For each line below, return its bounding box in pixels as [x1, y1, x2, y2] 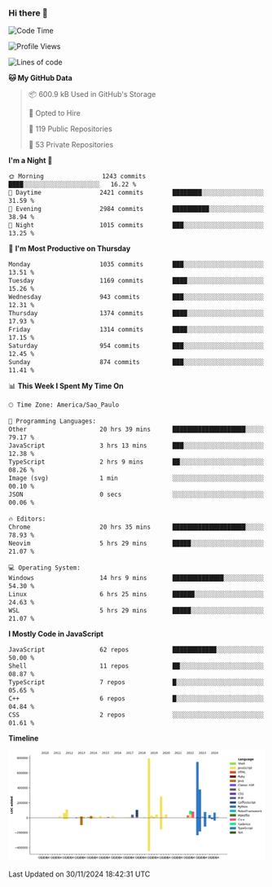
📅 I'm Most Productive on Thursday [8, 244, 131, 253]
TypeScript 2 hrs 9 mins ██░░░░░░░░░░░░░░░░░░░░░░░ [8, 458, 265, 467]
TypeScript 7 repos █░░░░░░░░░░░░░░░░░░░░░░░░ [8, 678, 265, 687]
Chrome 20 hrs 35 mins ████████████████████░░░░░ [8, 523, 265, 532]
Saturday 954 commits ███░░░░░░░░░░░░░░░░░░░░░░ [8, 342, 265, 350]
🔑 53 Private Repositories [28, 140, 114, 150]
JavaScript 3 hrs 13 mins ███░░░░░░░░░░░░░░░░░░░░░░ [8, 441, 265, 450]
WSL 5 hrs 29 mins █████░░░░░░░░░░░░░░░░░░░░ [8, 607, 265, 615]
